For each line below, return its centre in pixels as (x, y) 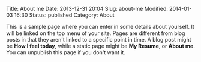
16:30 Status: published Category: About (64, 15)
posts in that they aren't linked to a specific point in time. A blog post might (99, 39)
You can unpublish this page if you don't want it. (66, 52)
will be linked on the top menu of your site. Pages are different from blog (96, 33)
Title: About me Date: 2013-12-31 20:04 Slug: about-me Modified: (87, 9)
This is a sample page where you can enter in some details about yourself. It (100, 27)
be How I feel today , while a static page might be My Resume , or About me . (100, 46)
